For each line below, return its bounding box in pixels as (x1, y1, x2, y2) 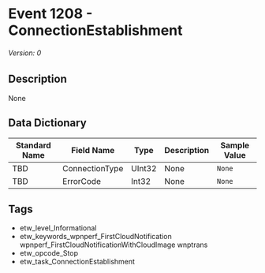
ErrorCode (62, 175, 101, 186)
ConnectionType (62, 163, 124, 174)
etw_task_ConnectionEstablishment (19, 257, 136, 267)
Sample (220, 140, 250, 151)
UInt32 (131, 163, 157, 174)
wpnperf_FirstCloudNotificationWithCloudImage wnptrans (19, 240, 208, 249)
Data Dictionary (8, 116, 87, 130)
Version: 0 (8, 48, 42, 58)
